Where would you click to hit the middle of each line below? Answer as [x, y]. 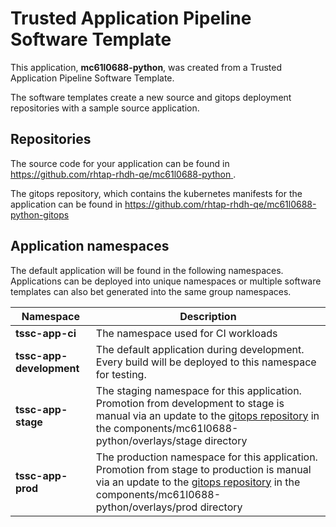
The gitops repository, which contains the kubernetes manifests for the [156, 193]
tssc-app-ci [46, 333]
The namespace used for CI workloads [186, 333]
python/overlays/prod [146, 507]
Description [208, 316]
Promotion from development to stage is [190, 403]
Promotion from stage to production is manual [203, 469]
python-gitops [40, 214]
